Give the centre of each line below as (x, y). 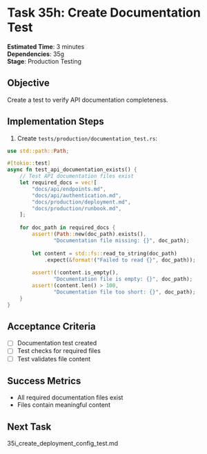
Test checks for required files (59, 351)
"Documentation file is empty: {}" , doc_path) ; (123, 279)
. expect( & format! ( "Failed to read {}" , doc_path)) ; (120, 260)
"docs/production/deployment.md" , (81, 202)
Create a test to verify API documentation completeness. (88, 100)
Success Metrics (44, 381)
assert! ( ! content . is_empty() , (75, 273)
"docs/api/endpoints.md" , (69, 189)
